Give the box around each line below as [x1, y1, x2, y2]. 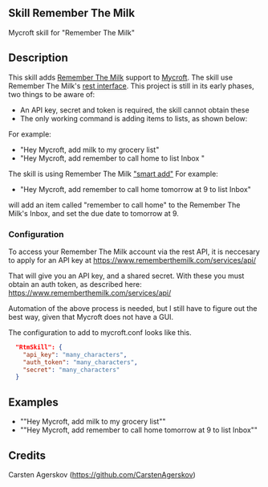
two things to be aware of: [8, 89, 95, 99]
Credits [8, 448, 47, 462]
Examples [8, 395, 59, 409]
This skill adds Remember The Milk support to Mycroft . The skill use [8, 72, 233, 82]
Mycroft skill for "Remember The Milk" [8, 27, 135, 37]
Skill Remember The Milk [8, 6, 135, 20]
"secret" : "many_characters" [22, 366, 120, 374]
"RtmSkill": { [15, 343, 63, 351]
